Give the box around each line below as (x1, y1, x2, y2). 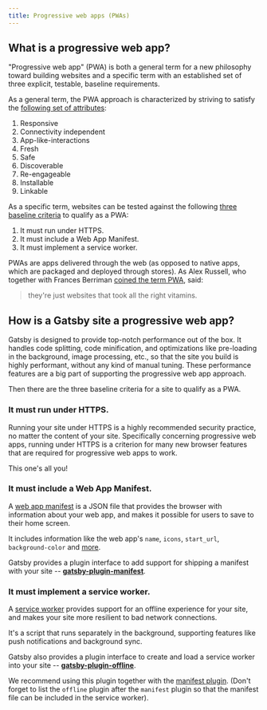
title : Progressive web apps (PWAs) (8, 11, 130, 20)
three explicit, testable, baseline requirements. (8, 79, 161, 89)
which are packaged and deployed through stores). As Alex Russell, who (8, 266, 247, 276)
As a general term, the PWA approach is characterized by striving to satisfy (8, 95, 255, 105)
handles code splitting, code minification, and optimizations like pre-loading (8, 344, 257, 353)
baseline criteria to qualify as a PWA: (8, 211, 129, 220)
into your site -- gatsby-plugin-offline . (8, 661, 136, 670)
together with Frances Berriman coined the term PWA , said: (8, 275, 203, 285)
